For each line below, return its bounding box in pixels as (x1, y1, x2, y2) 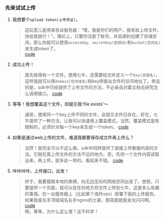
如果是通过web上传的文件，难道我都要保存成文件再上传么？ (12, 135, 134, 141)
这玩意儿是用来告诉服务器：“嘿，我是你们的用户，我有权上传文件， (24, 27, 162, 33)
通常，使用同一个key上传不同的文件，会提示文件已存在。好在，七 (24, 111, 158, 117)
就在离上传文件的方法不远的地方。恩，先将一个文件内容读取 (38, 151, 160, 157)
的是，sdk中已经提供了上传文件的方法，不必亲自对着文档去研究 (24, 84, 154, 90)
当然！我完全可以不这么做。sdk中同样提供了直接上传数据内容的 (24, 145, 154, 151)
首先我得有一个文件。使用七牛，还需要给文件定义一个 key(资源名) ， (24, 72, 160, 78)
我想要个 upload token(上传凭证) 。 (12, 16, 80, 23)
